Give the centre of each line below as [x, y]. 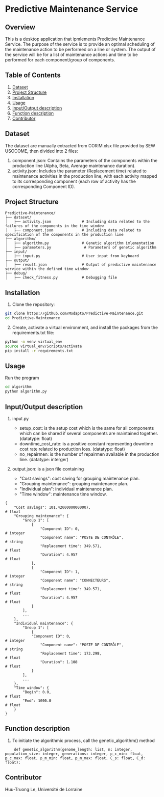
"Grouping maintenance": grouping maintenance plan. [74, 484]
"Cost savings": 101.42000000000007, [52, 507]
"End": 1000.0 [37, 701]
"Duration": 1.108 [59, 662]
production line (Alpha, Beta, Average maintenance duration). [74, 165]
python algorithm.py [26, 391]
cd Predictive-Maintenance [33, 318]
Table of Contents [33, 75]
